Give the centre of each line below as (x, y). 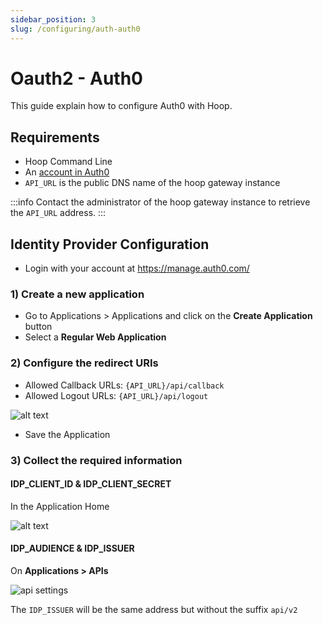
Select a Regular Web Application (95, 337)
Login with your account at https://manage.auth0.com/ (137, 268)
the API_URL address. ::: (58, 213)
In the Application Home (60, 506)
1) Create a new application (77, 294)
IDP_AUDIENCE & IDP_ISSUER (72, 548)
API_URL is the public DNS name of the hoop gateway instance (152, 183)
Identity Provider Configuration (110, 244)
